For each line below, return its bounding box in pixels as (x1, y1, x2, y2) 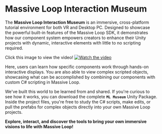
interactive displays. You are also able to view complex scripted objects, (5, 69, 148, 74)
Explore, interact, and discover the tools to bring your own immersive (5, 119, 147, 124)
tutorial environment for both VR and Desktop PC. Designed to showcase (5, 24, 150, 30)
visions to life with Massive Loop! (5, 123, 74, 129)
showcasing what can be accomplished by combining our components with (5, 74, 156, 80)
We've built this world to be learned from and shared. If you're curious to (5, 89, 150, 94)
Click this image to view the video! (5, 54, 74, 60)
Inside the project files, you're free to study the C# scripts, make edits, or (5, 99, 151, 104)
